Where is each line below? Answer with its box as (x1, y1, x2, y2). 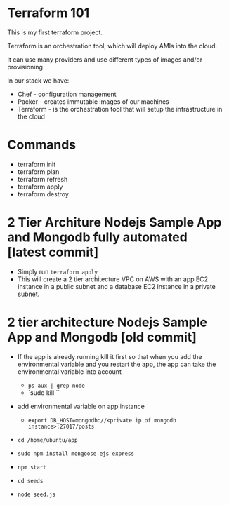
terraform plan (17, 167, 60, 176)
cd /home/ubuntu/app (17, 436, 78, 443)
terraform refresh (17, 175, 68, 183)
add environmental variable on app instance (17, 402, 145, 410)
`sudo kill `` (27, 388, 60, 397)
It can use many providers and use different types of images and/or (7, 55, 203, 64)
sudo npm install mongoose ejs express (17, 450, 135, 457)
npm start (17, 464, 47, 471)
